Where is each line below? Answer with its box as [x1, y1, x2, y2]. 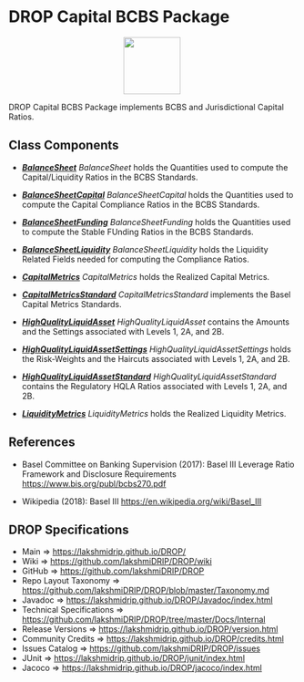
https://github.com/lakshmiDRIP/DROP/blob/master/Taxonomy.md [21, 585, 270, 596]
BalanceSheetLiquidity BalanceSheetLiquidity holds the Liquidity [21, 243, 269, 254]
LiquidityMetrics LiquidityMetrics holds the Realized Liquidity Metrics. [21, 408, 287, 418]
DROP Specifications [8, 522, 129, 537]
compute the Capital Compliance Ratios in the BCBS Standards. [21, 199, 260, 210]
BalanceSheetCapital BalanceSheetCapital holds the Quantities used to [21, 189, 294, 200]
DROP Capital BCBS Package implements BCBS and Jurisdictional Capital [8, 101, 284, 112]
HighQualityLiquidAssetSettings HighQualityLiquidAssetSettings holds [21, 344, 292, 355]
